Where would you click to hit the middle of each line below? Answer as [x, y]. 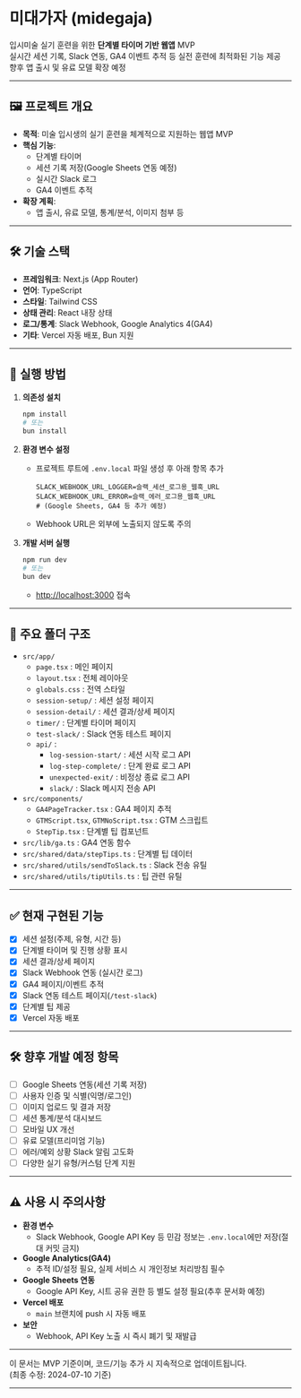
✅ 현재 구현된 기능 [56, 915]
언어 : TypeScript [52, 290]
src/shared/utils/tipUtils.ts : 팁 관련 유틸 [102, 876]
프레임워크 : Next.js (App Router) [80, 279]
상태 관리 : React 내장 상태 [67, 312]
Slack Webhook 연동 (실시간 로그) [82, 972]
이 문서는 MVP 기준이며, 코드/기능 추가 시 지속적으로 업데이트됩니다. [128, 1363]
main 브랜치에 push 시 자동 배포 [91, 1313]
